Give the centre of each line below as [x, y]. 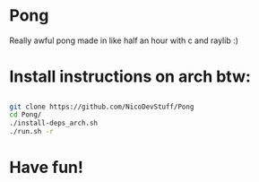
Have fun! [46, 168]
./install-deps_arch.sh [54, 123]
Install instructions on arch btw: [130, 77]
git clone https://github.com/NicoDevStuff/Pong [102, 107]
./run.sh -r [31, 132]
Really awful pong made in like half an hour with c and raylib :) [124, 40]
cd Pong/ [26, 115]
